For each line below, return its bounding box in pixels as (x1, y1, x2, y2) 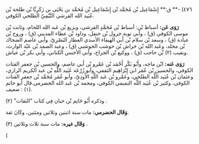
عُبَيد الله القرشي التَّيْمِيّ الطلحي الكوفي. (5, 12, 95, 19)
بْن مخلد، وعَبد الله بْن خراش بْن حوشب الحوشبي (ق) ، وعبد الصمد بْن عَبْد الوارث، (5, 42, 185, 49)
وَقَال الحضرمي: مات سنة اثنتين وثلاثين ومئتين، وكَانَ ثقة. (5, 109, 129, 115)
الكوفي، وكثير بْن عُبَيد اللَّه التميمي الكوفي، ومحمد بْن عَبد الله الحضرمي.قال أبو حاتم (5, 79, 190, 86)
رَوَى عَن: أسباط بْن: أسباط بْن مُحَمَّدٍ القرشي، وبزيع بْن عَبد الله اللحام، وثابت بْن (5, 24, 179, 30)
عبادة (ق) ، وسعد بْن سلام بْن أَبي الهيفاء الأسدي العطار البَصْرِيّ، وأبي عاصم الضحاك (5, 36, 189, 43)
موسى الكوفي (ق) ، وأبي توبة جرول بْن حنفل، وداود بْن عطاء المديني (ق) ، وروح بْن (5, 30, 188, 37)
